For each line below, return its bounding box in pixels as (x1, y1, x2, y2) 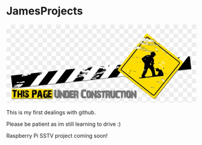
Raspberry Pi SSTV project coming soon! (6, 132, 108, 139)
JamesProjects (6, 4, 83, 18)
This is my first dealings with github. (6, 108, 96, 116)
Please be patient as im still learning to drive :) (6, 120, 121, 128)
